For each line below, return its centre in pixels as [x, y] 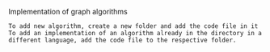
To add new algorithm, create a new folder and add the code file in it [133, 26]
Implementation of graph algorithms [68, 12]
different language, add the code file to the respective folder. [122, 40]
